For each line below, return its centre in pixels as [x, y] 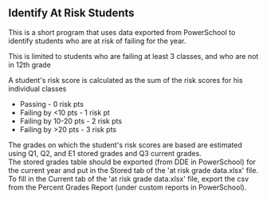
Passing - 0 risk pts [51, 104]
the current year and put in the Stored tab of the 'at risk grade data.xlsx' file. [133, 170]
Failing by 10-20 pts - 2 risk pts [71, 121]
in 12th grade [30, 65]
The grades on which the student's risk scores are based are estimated [126, 145]
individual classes [37, 88]
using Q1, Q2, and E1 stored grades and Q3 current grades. [105, 153]
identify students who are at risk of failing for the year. [97, 41]
